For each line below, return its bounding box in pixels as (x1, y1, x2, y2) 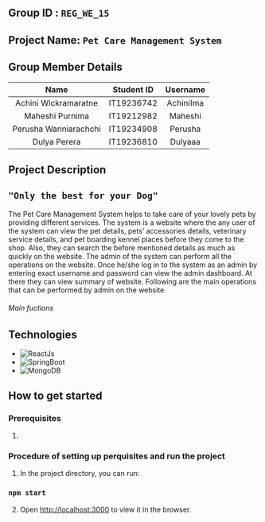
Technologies (8, 328, 78, 341)
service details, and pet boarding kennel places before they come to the (8, 234, 244, 244)
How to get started (8, 389, 103, 402)
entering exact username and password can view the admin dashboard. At (8, 268, 253, 277)
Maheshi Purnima (23, 110, 90, 122)
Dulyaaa (170, 136, 201, 147)
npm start (8, 489, 46, 497)
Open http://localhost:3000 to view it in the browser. (19, 505, 192, 514)
